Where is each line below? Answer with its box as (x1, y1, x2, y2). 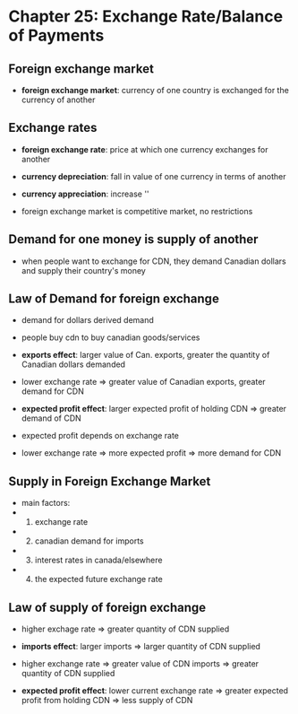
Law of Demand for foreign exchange (8, 292, 220, 307)
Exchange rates (8, 120, 98, 135)
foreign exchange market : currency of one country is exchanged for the (21, 85, 290, 95)
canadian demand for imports (34, 535, 144, 546)
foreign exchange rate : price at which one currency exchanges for (21, 144, 268, 154)
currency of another (21, 94, 96, 105)
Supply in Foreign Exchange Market (8, 474, 211, 489)
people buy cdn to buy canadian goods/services (21, 332, 200, 343)
